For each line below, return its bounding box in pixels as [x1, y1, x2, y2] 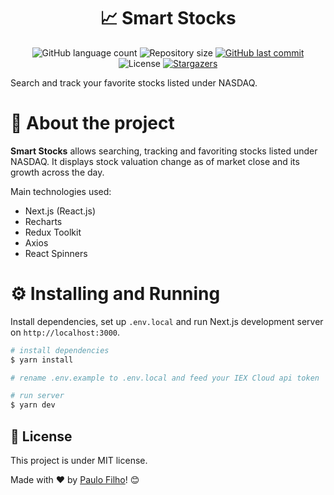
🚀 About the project [10, 112, 175, 135]
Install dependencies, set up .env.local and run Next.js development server [10, 315, 324, 327]
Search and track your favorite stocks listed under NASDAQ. [10, 76, 258, 89]
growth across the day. [10, 166, 105, 178]
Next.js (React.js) [24, 205, 97, 217]
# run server [10, 391, 65, 401]
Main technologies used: [10, 185, 112, 197]
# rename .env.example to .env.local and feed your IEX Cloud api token [10, 373, 320, 383]
